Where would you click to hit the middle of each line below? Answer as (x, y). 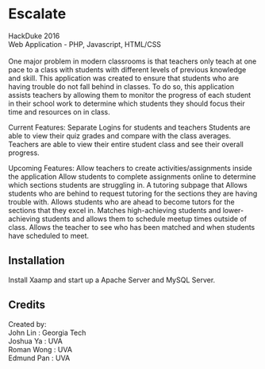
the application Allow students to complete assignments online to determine (132, 177)
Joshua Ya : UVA (36, 341)
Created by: (27, 324)
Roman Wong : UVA (40, 349)
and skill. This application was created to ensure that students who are (124, 78)
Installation (36, 260)
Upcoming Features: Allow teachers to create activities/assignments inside (130, 168)
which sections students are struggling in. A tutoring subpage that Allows (128, 184)
